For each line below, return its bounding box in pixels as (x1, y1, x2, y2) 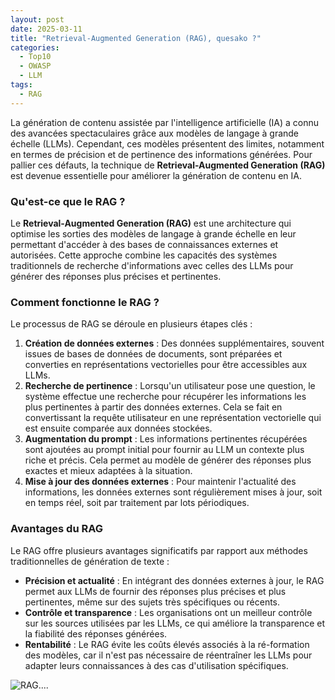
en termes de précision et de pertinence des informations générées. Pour (10, 148, 313, 160)
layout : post (10, 14, 65, 25)
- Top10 (19, 52, 52, 62)
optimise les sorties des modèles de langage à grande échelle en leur (10, 227, 297, 240)
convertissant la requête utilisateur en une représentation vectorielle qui (24, 412, 322, 424)
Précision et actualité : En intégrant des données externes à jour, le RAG (24, 574, 325, 586)
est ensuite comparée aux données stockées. (24, 422, 213, 435)
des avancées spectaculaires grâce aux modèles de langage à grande (10, 127, 300, 139)
